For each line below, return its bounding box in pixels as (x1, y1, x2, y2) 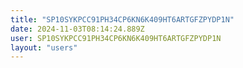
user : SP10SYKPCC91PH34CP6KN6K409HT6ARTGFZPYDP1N (10, 33, 222, 43)
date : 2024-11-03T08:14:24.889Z (10, 24, 145, 34)
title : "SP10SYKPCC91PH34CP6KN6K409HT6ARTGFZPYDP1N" (10, 14, 235, 25)
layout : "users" (10, 42, 78, 53)
